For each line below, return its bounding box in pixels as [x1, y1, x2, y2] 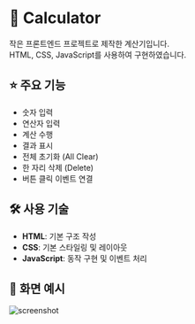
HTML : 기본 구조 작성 [21, 230, 97, 242]
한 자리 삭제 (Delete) [21, 162, 94, 173]
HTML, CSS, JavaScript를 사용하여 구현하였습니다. [9, 49, 187, 60]
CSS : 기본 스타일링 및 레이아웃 [21, 242, 128, 252]
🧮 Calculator [9, 8, 101, 28]
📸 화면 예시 [9, 281, 66, 296]
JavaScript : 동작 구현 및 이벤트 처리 [21, 252, 147, 264]
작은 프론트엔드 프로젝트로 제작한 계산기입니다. [9, 38, 170, 49]
